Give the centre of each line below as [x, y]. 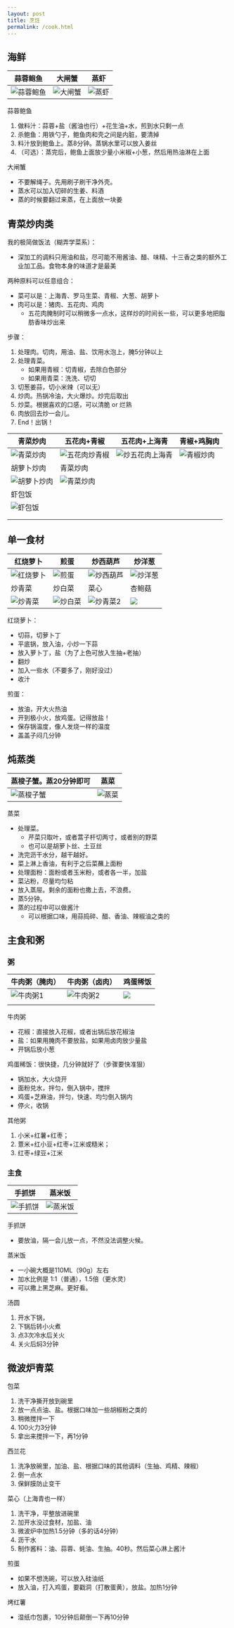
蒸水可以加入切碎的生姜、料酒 [60, 191]
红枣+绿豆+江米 [40, 1153]
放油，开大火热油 [42, 709]
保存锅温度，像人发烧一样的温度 [64, 726]
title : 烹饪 [24, 20]
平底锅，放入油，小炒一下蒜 [58, 644]
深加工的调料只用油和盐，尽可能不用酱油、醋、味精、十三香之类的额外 [119, 257]
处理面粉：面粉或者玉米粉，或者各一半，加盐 [82, 872]
